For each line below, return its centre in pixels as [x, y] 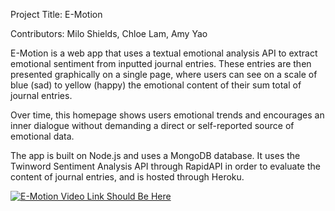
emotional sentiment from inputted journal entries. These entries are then [161, 63]
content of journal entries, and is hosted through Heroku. [127, 177]
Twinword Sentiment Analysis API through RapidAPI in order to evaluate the [165, 166]
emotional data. [42, 136]
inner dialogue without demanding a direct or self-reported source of [152, 125]
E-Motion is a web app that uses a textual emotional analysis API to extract [164, 53]
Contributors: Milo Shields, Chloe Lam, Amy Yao [109, 33]
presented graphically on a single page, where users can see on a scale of [164, 74]
